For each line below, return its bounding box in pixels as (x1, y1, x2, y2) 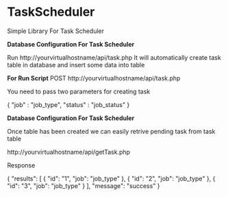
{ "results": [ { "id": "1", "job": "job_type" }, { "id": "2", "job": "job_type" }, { (7, 174, 216, 183)
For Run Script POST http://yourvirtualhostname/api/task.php (7, 73, 181, 82)
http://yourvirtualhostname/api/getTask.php (7, 148, 131, 156)
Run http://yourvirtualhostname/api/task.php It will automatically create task (7, 53, 221, 62)
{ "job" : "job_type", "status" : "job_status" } (7, 100, 130, 108)
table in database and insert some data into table (7, 60, 145, 69)
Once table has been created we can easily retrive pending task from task (7, 127, 216, 135)
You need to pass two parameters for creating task (7, 87, 151, 95)
